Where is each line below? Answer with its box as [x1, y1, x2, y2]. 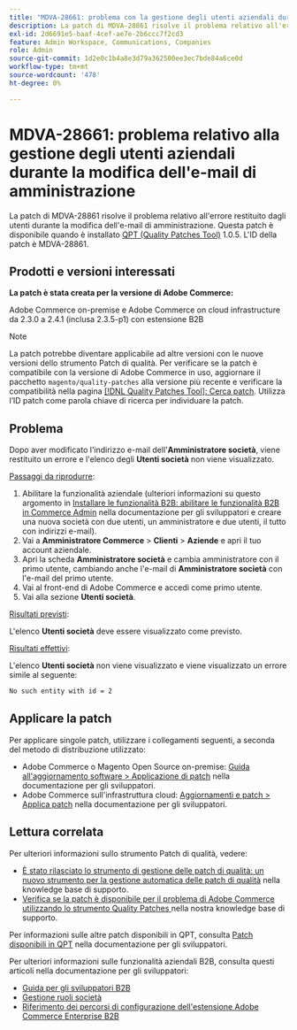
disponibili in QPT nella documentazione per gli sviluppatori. [9, 939, 228, 949]
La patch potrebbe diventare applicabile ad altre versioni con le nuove [9, 349, 263, 359]
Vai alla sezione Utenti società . [21, 592, 136, 603]
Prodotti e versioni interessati [9, 264, 175, 279]
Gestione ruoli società [21, 992, 103, 1003]
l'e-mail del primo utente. [21, 573, 114, 584]
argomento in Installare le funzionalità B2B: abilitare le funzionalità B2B [21, 497, 280, 509]
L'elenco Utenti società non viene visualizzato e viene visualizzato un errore [9, 660, 287, 671]
